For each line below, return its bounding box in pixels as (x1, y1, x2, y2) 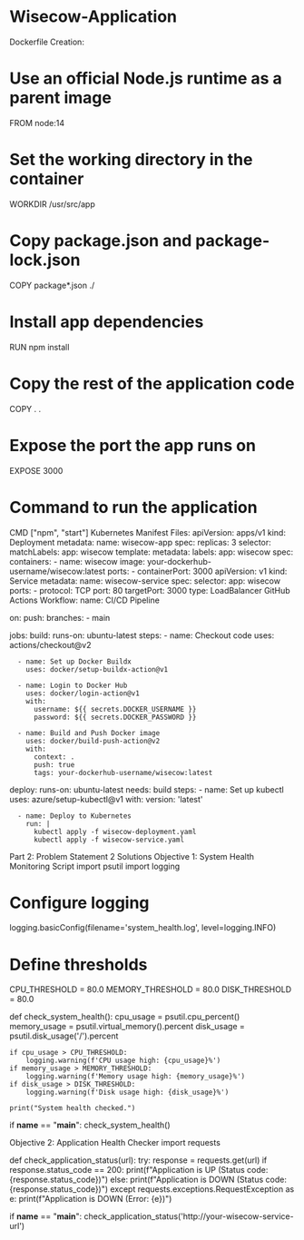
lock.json (9, 250, 81, 270)
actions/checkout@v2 (9, 639, 92, 650)
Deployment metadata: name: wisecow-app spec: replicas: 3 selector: (9, 536, 272, 547)
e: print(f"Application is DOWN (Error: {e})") (9, 1194, 172, 1205)
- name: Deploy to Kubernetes (17, 811, 132, 821)
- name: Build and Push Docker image (17, 728, 161, 737)
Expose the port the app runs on (9, 435, 257, 456)
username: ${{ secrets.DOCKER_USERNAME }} (33, 704, 197, 713)
